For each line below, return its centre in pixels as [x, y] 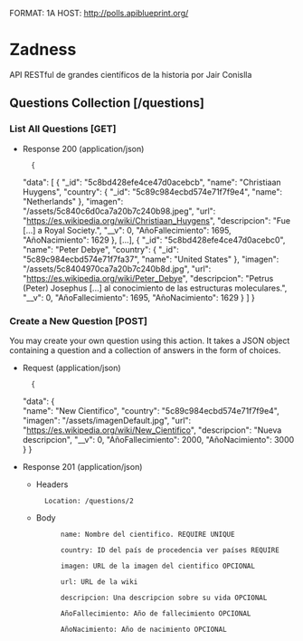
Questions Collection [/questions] [107, 103]
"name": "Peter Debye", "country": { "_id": [100, 249]
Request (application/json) [71, 368]
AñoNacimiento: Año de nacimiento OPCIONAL [144, 629]
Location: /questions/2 [89, 501]
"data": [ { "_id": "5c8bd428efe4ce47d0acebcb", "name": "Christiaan [152, 182]
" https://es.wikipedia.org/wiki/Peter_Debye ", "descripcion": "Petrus [148, 278]
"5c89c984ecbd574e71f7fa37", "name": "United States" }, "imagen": [151, 259]
